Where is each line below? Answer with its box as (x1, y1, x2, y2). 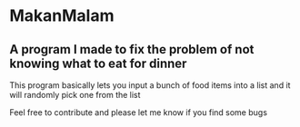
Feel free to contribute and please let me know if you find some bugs (9, 107, 268, 118)
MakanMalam (9, 5, 115, 26)
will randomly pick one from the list (9, 90, 141, 100)
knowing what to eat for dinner (9, 55, 187, 71)
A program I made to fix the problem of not (9, 42, 255, 57)
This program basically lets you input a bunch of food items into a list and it (9, 80, 291, 91)
